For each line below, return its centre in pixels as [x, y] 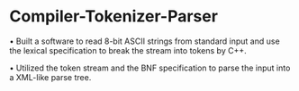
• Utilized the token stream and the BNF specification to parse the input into [150, 68]
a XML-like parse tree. [50, 77]
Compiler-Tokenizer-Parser [114, 17]
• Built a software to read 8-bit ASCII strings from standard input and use [145, 41]
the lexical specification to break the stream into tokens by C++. [128, 50]
